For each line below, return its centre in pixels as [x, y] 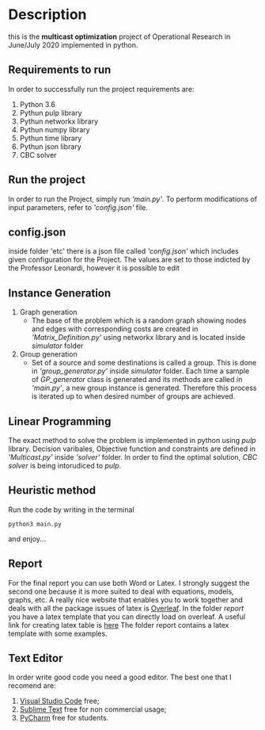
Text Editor [36, 658]
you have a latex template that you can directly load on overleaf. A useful [127, 617]
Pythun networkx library [59, 121]
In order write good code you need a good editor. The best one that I [120, 677]
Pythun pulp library [51, 113]
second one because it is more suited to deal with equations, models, [121, 591]
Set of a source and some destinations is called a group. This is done [144, 363]
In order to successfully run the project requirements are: [101, 89]
